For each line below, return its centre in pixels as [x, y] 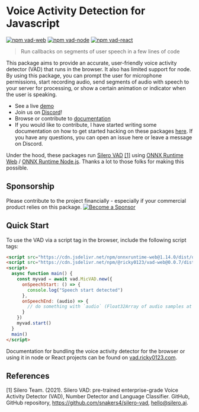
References [28, 376]
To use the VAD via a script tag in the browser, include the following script [96, 240]
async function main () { [42, 274]
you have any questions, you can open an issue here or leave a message [103, 137]
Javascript [33, 23]
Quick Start [28, 226]
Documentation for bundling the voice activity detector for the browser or [96, 351]
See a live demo [34, 106]
